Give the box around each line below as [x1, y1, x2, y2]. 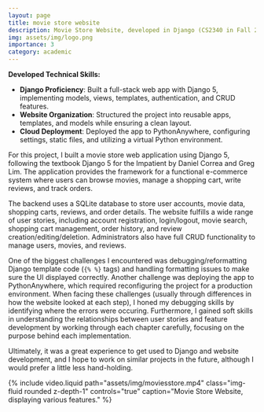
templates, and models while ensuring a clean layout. [19, 119, 192, 127]
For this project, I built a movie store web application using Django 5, [8, 150, 230, 160]
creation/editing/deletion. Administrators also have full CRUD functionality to [8, 233, 255, 241]
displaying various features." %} [8, 395, 112, 404]
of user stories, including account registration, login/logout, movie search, [8, 215, 247, 225]
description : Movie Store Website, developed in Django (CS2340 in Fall [8, 26, 251, 34]
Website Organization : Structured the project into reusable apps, [19, 110, 232, 119]
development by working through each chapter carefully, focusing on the [8, 323, 245, 332]
